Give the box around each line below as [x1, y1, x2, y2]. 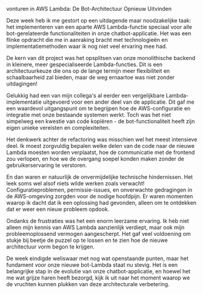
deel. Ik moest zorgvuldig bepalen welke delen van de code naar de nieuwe [6, 142, 195, 149]
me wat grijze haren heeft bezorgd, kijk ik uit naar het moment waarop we [6, 274, 190, 281]
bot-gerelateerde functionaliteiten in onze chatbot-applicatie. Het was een [6, 30, 191, 37]
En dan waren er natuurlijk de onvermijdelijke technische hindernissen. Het [6, 173, 193, 181]
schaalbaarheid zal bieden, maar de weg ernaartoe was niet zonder [6, 74, 175, 81]
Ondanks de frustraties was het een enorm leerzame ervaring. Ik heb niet [6, 218, 189, 224]
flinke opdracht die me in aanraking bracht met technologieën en [6, 36, 168, 43]
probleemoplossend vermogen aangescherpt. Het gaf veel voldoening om [6, 230, 191, 237]
